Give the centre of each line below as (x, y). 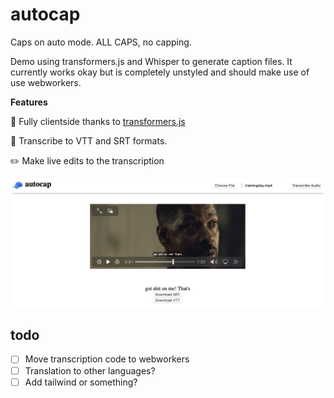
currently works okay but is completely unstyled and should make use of (160, 72)
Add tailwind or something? (81, 382)
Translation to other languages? (90, 370)
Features (29, 102)
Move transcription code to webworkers (107, 359)
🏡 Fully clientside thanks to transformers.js (98, 121)
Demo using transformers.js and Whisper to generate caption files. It (151, 61)
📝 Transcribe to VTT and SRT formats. (89, 140)
